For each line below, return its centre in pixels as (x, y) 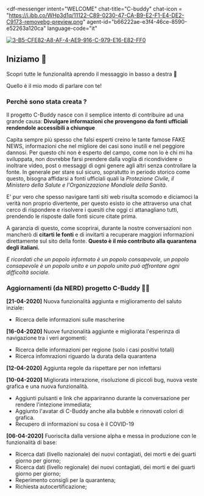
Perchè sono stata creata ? (47, 101)
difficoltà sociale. (28, 272)
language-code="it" (72, 28)
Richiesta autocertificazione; (51, 487)
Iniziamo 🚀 (26, 59)
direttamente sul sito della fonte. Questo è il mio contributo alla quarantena (101, 241)
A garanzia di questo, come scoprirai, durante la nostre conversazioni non (99, 228)
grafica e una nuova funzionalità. (47, 386)
